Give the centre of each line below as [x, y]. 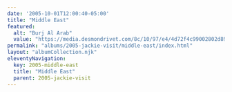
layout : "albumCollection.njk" [52, 53]
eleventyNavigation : [37, 59]
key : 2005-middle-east [46, 65]
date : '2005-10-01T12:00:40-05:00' [58, 13]
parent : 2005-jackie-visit [52, 78]
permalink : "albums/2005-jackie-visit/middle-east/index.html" [100, 46]
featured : [21, 26]
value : [23, 39]
